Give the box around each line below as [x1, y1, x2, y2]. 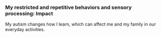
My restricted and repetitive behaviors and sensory [5, 4, 132, 11]
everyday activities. [5, 27, 45, 33]
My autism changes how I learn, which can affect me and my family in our [5, 21, 157, 27]
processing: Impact [5, 10, 53, 17]
